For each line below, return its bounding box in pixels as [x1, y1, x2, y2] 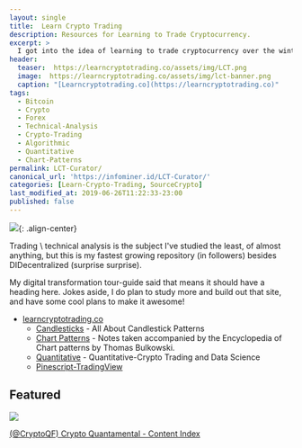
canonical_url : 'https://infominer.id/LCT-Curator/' [9, 172, 211, 181]
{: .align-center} [18, 222, 78, 234]
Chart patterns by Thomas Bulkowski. [35, 342, 175, 353]
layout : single [9, 13, 67, 22]
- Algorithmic [17, 139, 70, 148]
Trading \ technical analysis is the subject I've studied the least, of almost [9, 240, 281, 251]
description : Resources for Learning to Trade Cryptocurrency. [9, 30, 252, 39]
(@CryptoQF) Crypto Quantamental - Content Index [9, 428, 200, 439]
